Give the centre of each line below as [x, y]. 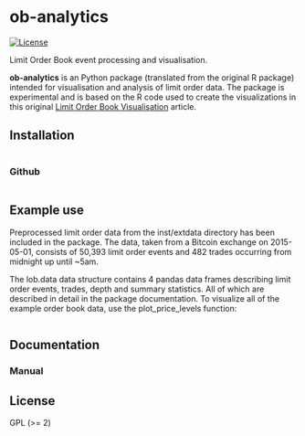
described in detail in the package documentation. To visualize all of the [145, 298]
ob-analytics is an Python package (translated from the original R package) [152, 77]
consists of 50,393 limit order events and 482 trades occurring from [164, 251]
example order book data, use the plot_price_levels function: [123, 308]
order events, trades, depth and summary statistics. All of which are [137, 289]
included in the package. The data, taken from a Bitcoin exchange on [139, 242]
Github [25, 171]
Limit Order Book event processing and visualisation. [109, 59]
